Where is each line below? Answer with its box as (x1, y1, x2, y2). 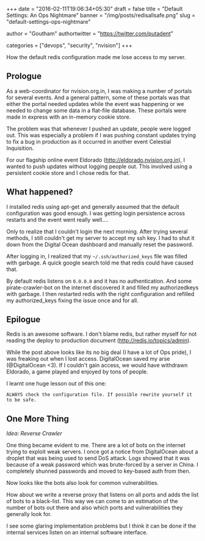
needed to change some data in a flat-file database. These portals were (6, 107, 187, 114)
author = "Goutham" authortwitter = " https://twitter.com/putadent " (6, 30, 174, 37)
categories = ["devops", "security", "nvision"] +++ (6, 42, 133, 49)
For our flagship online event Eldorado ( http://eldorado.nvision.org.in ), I (6, 156, 185, 163)
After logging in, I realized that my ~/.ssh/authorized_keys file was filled (6, 252, 188, 260)
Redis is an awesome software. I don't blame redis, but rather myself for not (6, 330, 197, 338)
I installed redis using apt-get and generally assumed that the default (6, 203, 180, 210)
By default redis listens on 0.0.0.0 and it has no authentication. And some (6, 277, 192, 285)
